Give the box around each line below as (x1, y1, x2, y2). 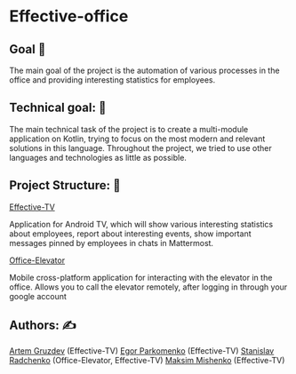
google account (9, 290, 67, 301)
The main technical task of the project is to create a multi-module (9, 123, 249, 134)
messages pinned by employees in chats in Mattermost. (9, 237, 214, 248)
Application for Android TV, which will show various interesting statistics (9, 219, 274, 229)
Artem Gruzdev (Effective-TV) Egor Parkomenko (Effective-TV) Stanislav (9, 346, 275, 356)
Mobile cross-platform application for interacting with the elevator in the (9, 272, 273, 282)
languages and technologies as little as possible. (9, 152, 187, 163)
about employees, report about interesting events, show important (9, 228, 252, 239)
